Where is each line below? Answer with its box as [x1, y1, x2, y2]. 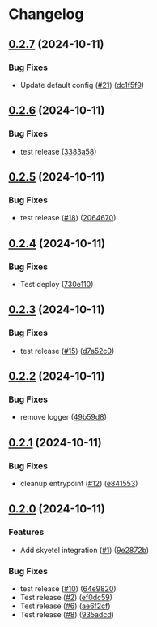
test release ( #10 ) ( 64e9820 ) [19, 583, 117, 594]
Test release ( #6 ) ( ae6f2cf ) [19, 601, 111, 611]
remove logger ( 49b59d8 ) [19, 412, 108, 422]
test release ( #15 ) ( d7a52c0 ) [19, 346, 115, 355]
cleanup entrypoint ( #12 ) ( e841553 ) [19, 479, 138, 488]
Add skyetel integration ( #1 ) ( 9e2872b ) [19, 545, 150, 555]
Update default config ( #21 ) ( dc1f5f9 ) [19, 80, 144, 89]
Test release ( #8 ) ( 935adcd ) [19, 609, 115, 619]
